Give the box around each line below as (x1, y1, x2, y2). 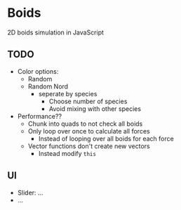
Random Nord (27, 82, 69, 91)
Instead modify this (38, 149, 97, 157)
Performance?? (17, 112, 62, 120)
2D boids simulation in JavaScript (7, 28, 104, 37)
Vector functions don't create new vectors (27, 142, 150, 150)
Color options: (17, 67, 59, 75)
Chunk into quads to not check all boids (27, 119, 143, 128)
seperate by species (38, 89, 98, 98)
